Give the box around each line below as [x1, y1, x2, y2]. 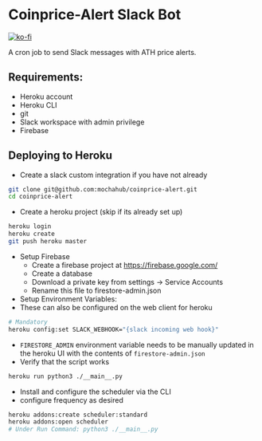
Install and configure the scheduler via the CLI [19, 387, 171, 396]
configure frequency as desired [19, 395, 123, 404]
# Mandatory [8, 317, 48, 326]
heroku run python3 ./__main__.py [8, 372, 123, 380]
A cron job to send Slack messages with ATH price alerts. [8, 47, 197, 57]
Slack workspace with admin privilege [19, 117, 145, 127]
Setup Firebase [19, 251, 70, 261]
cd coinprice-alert [8, 193, 73, 201]
